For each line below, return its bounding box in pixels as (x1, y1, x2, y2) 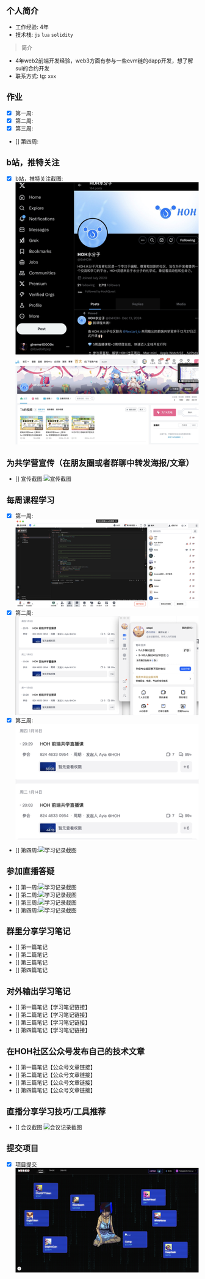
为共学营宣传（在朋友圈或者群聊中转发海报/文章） (6, 458, 194, 468)
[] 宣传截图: (15, 475, 44, 483)
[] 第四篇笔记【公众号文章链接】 (15, 1087, 96, 1094)
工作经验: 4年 (15, 23, 49, 31)
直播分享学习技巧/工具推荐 (6, 1106, 106, 1117)
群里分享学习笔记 (6, 926, 71, 937)
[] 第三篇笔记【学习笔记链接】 (15, 1019, 90, 1026)
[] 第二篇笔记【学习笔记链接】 (15, 1011, 90, 1019)
